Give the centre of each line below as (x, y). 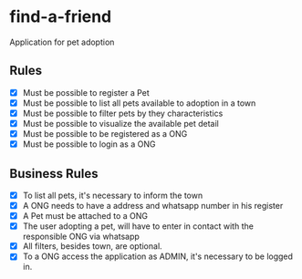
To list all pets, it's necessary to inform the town (113, 195)
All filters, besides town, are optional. (92, 246)
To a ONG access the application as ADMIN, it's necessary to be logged (158, 256)
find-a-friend (61, 17)
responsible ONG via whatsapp (81, 237)
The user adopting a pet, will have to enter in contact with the (138, 226)
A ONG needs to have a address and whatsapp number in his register (153, 206)
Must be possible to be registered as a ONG (105, 134)
